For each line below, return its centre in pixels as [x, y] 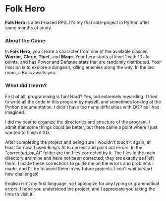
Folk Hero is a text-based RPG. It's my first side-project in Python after [77, 22]
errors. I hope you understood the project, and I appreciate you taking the [80, 189]
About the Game [25, 40]
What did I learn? [26, 86]
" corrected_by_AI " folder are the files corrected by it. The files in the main [80, 153]
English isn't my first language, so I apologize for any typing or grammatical [82, 183]
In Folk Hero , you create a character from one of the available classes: [77, 51]
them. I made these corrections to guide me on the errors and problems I [79, 163]
